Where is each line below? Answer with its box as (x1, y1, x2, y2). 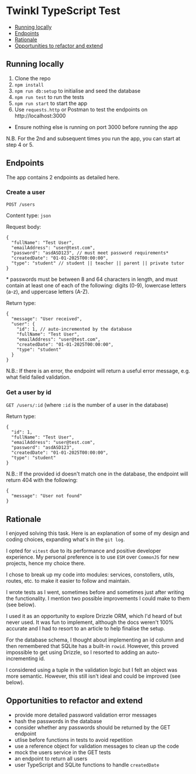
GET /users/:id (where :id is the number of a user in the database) (6, 402, 169, 409)
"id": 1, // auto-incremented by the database (16, 326, 132, 332)
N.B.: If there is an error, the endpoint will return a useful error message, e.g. (6, 367, 190, 374)
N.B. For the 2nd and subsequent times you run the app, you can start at (6, 135, 180, 142)
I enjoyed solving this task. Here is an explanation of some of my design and (6, 529, 190, 537)
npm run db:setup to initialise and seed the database (14, 87, 141, 94)
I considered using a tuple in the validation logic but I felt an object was (6, 666, 177, 673)
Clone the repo (14, 74, 51, 82)
